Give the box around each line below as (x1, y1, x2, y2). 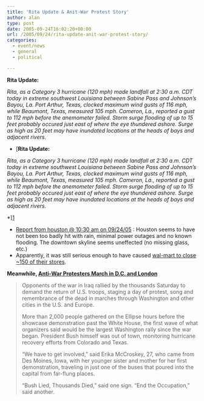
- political (12, 54, 43, 60)
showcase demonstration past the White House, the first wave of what (21, 319, 198, 326)
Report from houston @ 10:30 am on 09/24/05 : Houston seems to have (15, 226, 195, 233)
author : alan (7, 15, 40, 21)
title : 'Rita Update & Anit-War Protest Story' (7, 9, 130, 15)
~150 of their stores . (15, 258, 66, 265)
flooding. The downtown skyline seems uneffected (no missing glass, (15, 239, 189, 246)
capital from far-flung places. (21, 369, 95, 377)
